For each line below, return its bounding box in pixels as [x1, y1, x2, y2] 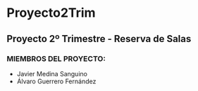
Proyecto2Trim [6, 5, 96, 21]
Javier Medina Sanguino [16, 69, 87, 78]
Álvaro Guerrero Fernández [16, 77, 97, 85]
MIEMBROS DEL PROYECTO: [6, 54, 106, 64]
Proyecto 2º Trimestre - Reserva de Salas [6, 33, 192, 45]
